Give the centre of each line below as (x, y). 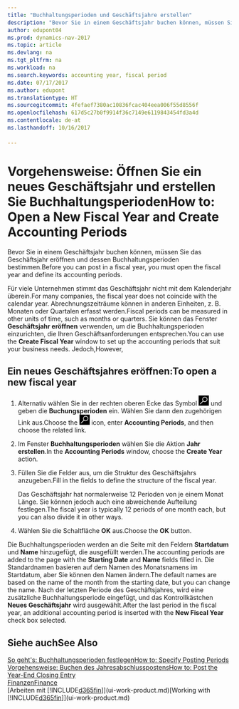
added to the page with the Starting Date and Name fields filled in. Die (111, 560)
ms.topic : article (34, 45)
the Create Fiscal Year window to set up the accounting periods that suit (114, 341)
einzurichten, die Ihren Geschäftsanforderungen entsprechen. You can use (116, 333)
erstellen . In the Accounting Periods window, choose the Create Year (120, 452)
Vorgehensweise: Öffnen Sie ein (105, 171)
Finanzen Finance (33, 683)
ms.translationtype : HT (43, 98)
